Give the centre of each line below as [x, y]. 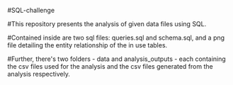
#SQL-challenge [31, 10]
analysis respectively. [39, 74]
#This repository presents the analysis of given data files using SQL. [107, 24]
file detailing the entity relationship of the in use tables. [87, 45]
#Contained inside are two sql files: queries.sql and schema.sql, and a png [116, 38]
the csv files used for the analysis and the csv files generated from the [110, 66]
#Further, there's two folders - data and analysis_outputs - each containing [117, 59]
